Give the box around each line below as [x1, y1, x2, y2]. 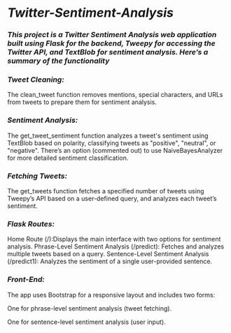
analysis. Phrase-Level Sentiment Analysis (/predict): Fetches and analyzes [7, 242, 225, 251]
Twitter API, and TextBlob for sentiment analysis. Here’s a [7, 47, 209, 57]
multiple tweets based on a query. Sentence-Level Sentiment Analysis [7, 250, 209, 258]
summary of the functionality [7, 56, 110, 66]
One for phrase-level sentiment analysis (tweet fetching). [7, 304, 172, 312]
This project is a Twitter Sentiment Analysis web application [7, 30, 217, 40]
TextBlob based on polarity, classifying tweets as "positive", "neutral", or [7, 138, 216, 147]
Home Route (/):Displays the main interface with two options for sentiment [7, 235, 221, 244]
